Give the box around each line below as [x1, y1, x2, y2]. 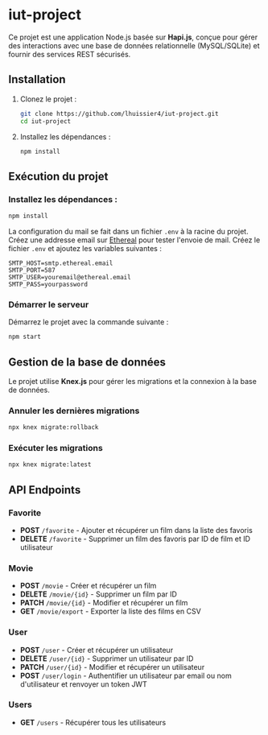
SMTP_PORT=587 [8, 266, 56, 275]
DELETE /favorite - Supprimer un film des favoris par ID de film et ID [19, 534, 251, 543]
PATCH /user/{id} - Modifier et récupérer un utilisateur [19, 662, 205, 671]
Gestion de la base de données [8, 355, 167, 369]
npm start [8, 332, 42, 341]
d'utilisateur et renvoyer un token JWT [19, 679, 147, 689]
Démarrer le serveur [8, 299, 89, 310]
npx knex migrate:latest [8, 460, 92, 469]
